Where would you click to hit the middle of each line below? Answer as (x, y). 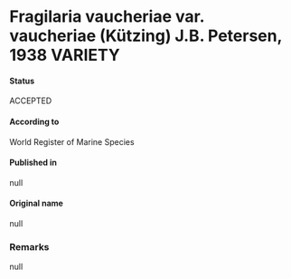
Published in (33, 163)
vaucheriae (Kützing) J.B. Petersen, (146, 36)
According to (34, 121)
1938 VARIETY (65, 55)
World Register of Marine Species (72, 141)
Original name (36, 203)
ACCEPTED (31, 101)
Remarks (29, 246)
